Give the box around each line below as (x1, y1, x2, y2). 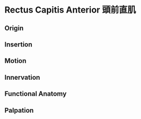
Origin (4, 24, 24, 32)
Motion (4, 57, 27, 65)
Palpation (4, 106, 34, 114)
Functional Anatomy (4, 90, 67, 98)
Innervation (4, 73, 41, 81)
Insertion (4, 40, 32, 48)
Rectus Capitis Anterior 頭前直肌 (4, 4, 136, 15)
